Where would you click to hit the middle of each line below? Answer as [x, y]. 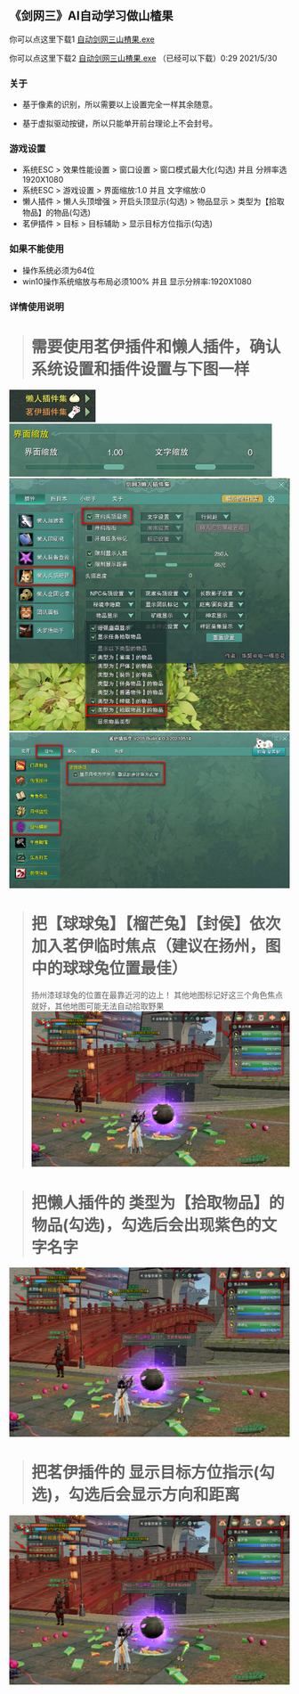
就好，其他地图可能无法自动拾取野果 [97, 1006]
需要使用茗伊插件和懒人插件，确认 [156, 347]
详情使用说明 [37, 307]
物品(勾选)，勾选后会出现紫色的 [146, 1225]
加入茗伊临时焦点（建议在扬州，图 [156, 946]
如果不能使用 [37, 250]
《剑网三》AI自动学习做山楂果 [91, 16]
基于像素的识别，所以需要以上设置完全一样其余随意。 [120, 104]
